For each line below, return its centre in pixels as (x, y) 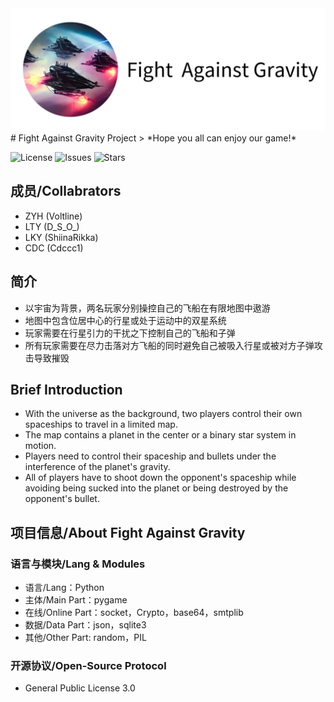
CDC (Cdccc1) (54, 248)
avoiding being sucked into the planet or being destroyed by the (156, 488)
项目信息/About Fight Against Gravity (128, 532)
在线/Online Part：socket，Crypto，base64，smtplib (134, 613)
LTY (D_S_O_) (52, 226)
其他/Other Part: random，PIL (85, 638)
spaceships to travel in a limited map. (101, 424)
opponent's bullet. (62, 499)
